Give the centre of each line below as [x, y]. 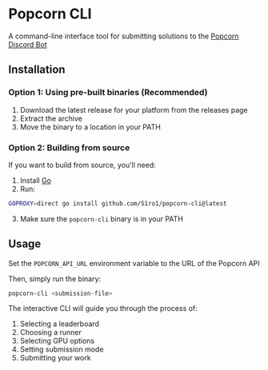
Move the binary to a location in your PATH [90, 127]
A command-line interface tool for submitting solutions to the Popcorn [124, 36]
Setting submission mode [62, 349]
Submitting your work [55, 358]
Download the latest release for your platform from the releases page [134, 109]
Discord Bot [28, 44]
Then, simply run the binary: [55, 278]
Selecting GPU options [57, 341]
